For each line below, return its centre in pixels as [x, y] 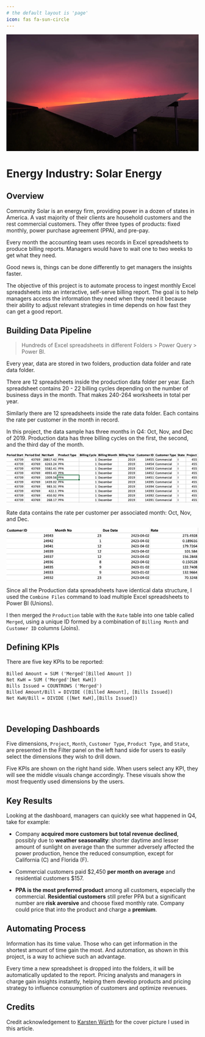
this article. [20, 1028]
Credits [21, 1007]
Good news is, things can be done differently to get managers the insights [99, 267]
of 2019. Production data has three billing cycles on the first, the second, [98, 438]
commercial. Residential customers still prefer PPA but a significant [100, 897]
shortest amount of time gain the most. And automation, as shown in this [98, 950]
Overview [25, 196]
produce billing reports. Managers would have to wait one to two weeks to [99, 248]
